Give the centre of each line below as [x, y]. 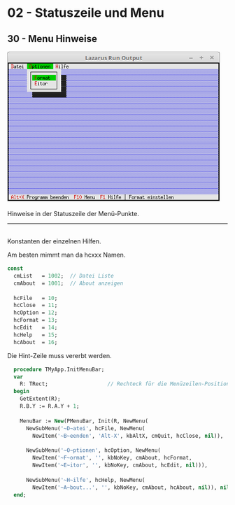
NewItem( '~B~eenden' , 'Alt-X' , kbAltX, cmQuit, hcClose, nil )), [128, 436]
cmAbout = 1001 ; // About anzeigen [69, 283]
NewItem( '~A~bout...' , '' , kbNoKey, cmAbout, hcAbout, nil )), [125, 488]
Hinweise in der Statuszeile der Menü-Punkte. [73, 214]
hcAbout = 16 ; [36, 342]
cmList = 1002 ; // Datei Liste [64, 276]
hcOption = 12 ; [36, 313]
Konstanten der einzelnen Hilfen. [54, 241]
